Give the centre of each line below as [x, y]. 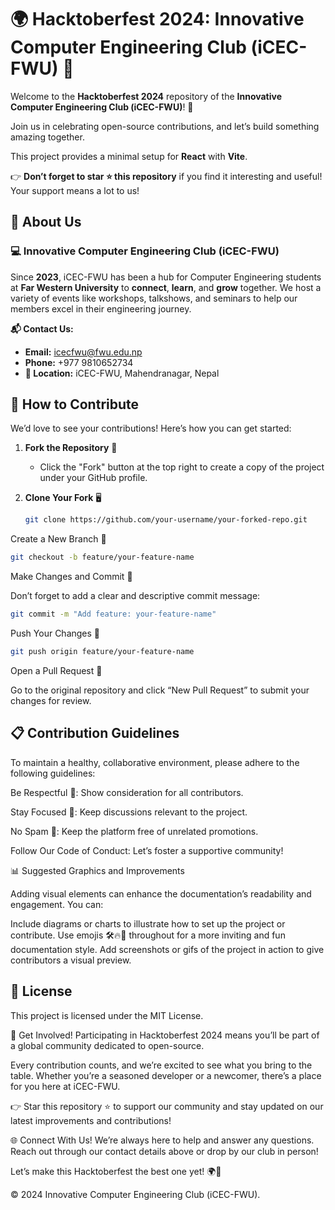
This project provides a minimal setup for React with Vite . [129, 156]
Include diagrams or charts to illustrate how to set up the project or [148, 923]
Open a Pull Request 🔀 [56, 670]
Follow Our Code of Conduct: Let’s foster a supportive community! [147, 850]
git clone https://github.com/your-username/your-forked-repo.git [166, 520]
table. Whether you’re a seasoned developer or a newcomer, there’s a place [166, 1075]
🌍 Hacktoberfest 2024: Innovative [157, 19]
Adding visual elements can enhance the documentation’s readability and [161, 893]
